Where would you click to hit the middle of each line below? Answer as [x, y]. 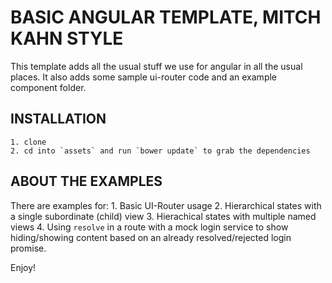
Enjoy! [23, 267]
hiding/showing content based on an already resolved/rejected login [151, 237]
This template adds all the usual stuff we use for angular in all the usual [156, 66]
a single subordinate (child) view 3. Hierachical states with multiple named [163, 216]
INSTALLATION [58, 119]
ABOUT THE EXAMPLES [86, 181]
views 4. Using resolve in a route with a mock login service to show [149, 227]
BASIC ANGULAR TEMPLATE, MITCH [166, 17]
